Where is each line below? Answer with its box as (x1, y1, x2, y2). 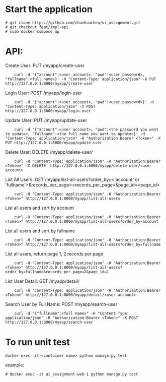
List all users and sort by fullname (5, 228, 75, 234)
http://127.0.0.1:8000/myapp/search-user (5, 320, 94, 325)
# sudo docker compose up (5, 29, 59, 34)
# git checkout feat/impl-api (5, 24, 69, 30)
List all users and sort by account (5, 205, 74, 211)
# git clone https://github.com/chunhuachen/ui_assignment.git (5, 20, 141, 25)
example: (5, 362, 24, 368)
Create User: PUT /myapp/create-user (5, 62, 85, 69)
